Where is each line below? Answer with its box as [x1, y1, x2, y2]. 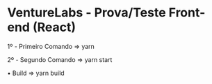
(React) [32, 19, 76, 35]
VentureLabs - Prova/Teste [7, 5, 166, 21]
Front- [168, 5, 206, 21]
